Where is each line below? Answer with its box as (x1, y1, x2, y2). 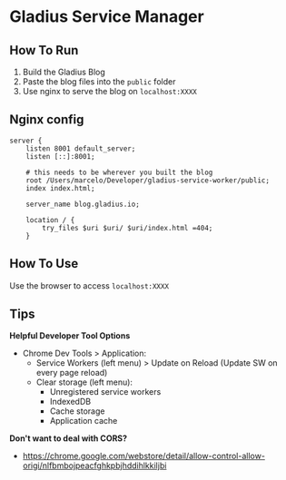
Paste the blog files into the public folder (22, 76, 176, 87)
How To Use (9, 256, 79, 271)
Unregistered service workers (49, 387, 162, 397)
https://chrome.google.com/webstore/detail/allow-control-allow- (22, 451, 266, 462)
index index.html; (25, 183, 95, 192)
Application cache (49, 416, 118, 426)
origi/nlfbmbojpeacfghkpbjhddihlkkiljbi (22, 460, 167, 471)
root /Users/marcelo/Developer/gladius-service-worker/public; (25, 175, 271, 185)
